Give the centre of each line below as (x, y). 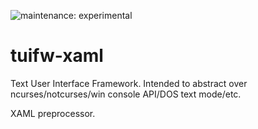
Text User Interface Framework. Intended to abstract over (129, 83)
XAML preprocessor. (53, 113)
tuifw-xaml (57, 56)
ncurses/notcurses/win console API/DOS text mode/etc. (126, 94)
